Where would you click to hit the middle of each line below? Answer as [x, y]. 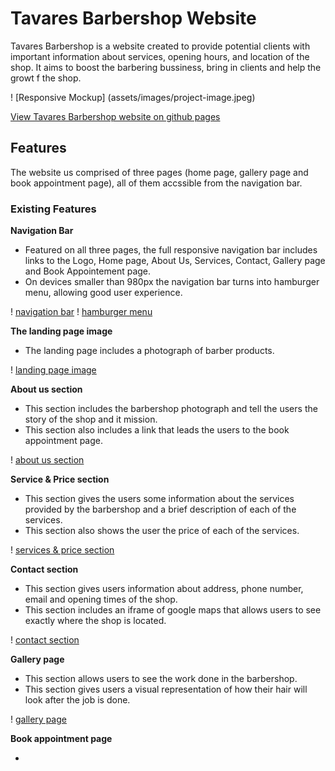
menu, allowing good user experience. [103, 293]
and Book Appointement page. [88, 271]
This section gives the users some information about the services [159, 499]
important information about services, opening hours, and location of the [160, 56]
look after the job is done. [77, 700]
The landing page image [61, 331]
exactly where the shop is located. [95, 621]
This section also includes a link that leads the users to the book [157, 430]
